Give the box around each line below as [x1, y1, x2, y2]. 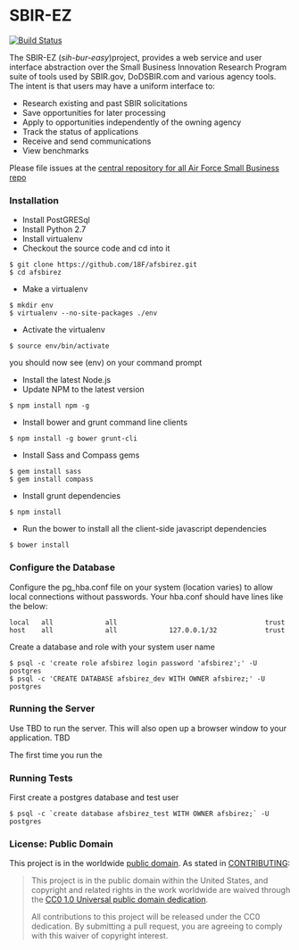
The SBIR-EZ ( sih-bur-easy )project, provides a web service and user [9, 52, 262, 62]
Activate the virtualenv [21, 325, 105, 335]
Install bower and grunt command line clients [21, 417, 188, 428]
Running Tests [9, 772, 73, 784]
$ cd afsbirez [9, 268, 62, 277]
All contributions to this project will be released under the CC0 [30, 912, 261, 922]
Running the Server [9, 702, 96, 715]
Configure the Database [9, 561, 116, 574]
